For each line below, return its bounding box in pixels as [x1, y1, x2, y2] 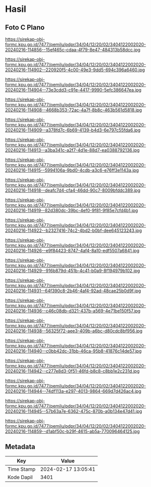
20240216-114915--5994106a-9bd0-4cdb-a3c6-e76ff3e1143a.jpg [5, 167, 139, 173]
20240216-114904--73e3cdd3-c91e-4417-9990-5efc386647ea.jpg [5, 87, 142, 92]
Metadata [5, 443, 35, 451]
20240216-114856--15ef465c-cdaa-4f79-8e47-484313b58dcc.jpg [5, 47, 141, 52]
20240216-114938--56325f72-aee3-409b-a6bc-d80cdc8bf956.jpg [5, 328, 143, 334]
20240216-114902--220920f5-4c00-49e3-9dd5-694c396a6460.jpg [5, 67, 145, 73]
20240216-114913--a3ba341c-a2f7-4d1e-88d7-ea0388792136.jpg [5, 147, 140, 153]
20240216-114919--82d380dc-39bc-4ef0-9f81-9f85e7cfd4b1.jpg [5, 208, 138, 213]
